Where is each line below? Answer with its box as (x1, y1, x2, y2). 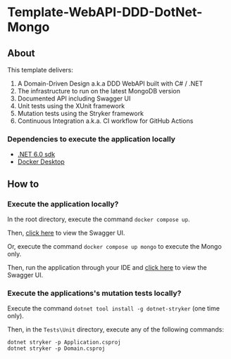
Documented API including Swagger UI (17, 94, 131, 103)
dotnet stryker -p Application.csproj (7, 339, 121, 346)
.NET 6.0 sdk (17, 150, 56, 159)
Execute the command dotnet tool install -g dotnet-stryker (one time (7, 304, 220, 313)
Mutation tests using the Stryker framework (17, 110, 144, 117)
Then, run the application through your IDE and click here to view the (7, 263, 207, 271)
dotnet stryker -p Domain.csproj (7, 345, 106, 352)
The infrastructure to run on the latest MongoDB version (17, 87, 181, 95)
